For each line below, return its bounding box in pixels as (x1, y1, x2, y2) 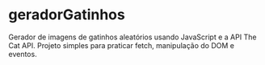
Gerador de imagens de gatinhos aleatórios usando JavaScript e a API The (8, 32, 257, 42)
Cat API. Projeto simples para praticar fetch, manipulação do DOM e (8, 40, 234, 50)
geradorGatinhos (8, 6, 125, 24)
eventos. (8, 49, 38, 59)
